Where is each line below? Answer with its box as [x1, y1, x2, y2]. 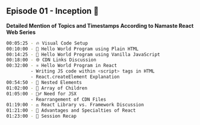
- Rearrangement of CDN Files [30, 96, 107, 103]
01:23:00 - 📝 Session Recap [6, 113, 77, 120]
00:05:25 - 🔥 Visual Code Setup [6, 40, 89, 46]
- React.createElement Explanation [30, 74, 120, 80]
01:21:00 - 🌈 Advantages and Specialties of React [6, 107, 136, 114]
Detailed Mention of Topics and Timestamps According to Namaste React [6, 22, 194, 29]
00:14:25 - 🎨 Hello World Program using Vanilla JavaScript [6, 51, 161, 57]
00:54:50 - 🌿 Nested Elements [6, 79, 83, 85]
